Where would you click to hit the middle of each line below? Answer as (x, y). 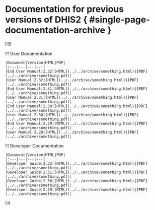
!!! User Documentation (29, 54)
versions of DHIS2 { (46, 20)
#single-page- (120, 20)
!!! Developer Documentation (35, 145)
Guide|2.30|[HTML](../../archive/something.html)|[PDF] (89, 181)
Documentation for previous (65, 9)
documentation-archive (55, 30)
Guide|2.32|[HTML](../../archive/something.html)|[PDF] (89, 163)
